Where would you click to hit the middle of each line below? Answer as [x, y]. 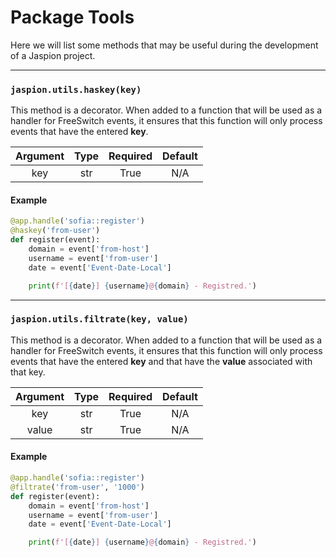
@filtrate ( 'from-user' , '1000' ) [77, 487]
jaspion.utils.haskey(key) [76, 89]
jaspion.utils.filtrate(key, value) [99, 319]
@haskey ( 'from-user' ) [55, 231]
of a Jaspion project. [53, 55]
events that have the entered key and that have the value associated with [161, 361]
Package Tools [72, 17]
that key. [28, 372]
